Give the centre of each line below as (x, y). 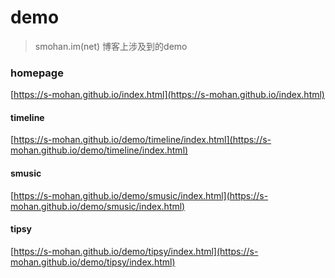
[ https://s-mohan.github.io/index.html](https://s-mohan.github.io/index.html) (167, 95)
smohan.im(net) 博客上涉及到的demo (111, 46)
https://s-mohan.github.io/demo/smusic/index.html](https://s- (141, 195)
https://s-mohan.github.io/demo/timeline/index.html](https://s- (142, 140)
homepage (37, 73)
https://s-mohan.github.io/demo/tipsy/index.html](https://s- (136, 251)
